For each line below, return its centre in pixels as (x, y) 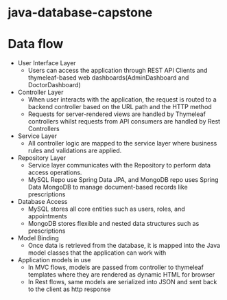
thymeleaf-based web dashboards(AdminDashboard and (108, 78)
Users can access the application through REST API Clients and (118, 71)
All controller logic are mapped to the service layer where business (122, 143)
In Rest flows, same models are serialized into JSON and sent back (122, 282)
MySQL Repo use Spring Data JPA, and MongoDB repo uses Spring (123, 180)
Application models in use (54, 260)
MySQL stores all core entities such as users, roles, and (107, 209)
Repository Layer (42, 158)
